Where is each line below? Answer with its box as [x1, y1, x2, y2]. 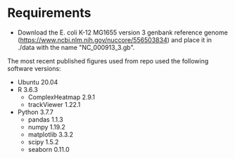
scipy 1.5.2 [27, 137, 59, 146]
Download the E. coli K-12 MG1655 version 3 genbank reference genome [17, 28, 229, 37]
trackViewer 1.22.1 [27, 100, 81, 108]
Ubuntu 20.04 [17, 77, 58, 86]
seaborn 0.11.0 [27, 145, 70, 153]
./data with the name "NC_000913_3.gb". [17, 43, 135, 51]
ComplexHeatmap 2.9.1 [27, 93, 96, 101]
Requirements [7, 5, 91, 21]
